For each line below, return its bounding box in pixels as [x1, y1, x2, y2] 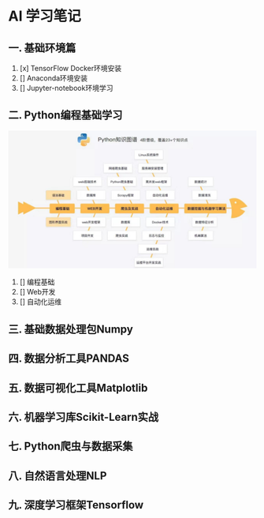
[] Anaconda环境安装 [19, 73, 88, 83]
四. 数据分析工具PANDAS [8, 352, 130, 366]
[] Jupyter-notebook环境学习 [19, 84, 113, 92]
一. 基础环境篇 [8, 41, 76, 54]
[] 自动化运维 [19, 297, 61, 306]
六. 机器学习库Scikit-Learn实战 [8, 410, 159, 423]
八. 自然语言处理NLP [8, 469, 107, 482]
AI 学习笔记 [8, 7, 81, 25]
